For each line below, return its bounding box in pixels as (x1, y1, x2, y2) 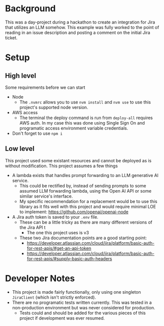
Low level (5, 145, 35, 153)
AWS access (12, 109, 38, 115)
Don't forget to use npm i (12, 130, 63, 136)
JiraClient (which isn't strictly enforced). (12, 294, 96, 300)
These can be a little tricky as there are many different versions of (19, 219, 153, 225)
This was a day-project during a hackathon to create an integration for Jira (5, 19, 155, 25)
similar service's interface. (19, 193, 73, 199)
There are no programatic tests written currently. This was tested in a (12, 300, 152, 305)
